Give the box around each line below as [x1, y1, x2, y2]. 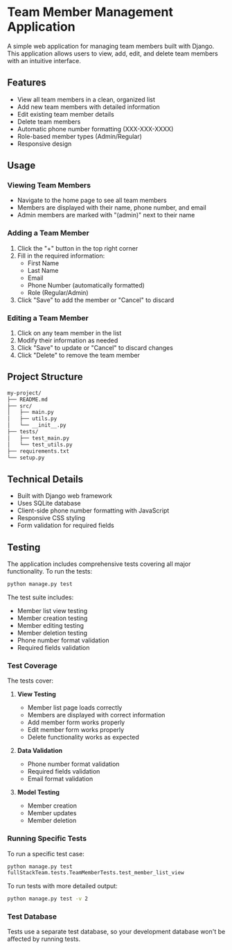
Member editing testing [17, 621, 84, 629]
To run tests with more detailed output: [7, 882, 118, 890]
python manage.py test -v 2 [7, 895, 89, 903]
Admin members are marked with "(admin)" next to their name [17, 211, 195, 219]
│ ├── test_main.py [7, 435, 70, 442]
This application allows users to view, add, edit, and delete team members [7, 49, 218, 58]
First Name [27, 258, 60, 267]
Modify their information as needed [17, 336, 118, 344]
